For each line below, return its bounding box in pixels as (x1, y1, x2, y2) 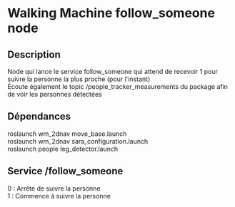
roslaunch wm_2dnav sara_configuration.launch (7, 137, 149, 145)
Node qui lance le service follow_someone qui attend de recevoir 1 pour (7, 68, 218, 75)
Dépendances (7, 110, 71, 122)
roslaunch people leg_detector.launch (7, 144, 119, 153)
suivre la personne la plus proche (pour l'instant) (7, 75, 151, 83)
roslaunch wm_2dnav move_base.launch (7, 129, 127, 138)
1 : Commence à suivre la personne (7, 191, 111, 200)
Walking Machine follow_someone (7, 5, 216, 21)
